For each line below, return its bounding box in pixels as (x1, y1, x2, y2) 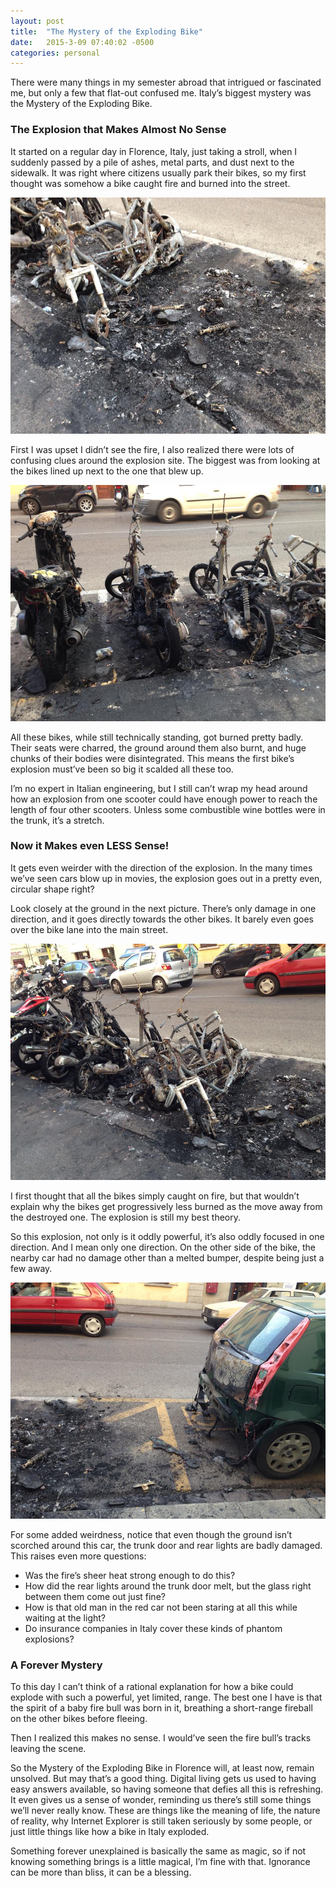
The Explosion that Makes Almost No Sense (10, 123, 227, 137)
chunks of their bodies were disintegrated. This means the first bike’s (10, 752, 295, 764)
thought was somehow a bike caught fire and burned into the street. (10, 177, 291, 189)
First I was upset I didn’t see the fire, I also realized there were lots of (10, 443, 295, 455)
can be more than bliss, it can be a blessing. (10, 1866, 192, 1879)
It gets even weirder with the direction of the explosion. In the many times (10, 861, 313, 874)
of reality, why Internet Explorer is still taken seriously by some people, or (10, 1815, 313, 1827)
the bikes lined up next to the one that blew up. (10, 465, 204, 477)
